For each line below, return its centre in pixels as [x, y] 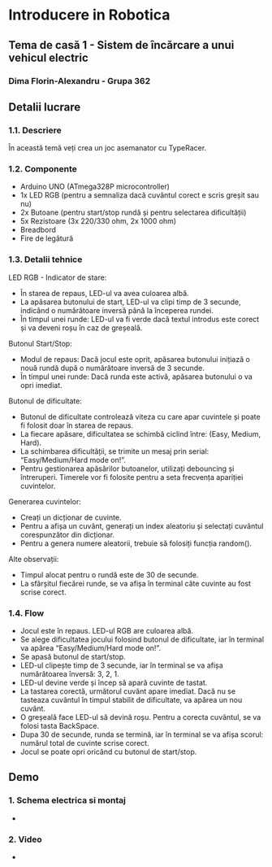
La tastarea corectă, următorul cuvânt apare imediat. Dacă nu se [128, 691]
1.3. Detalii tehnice [45, 259]
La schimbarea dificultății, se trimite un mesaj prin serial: [114, 451]
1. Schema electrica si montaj [67, 800]
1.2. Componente [43, 169]
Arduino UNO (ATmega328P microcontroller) [95, 187]
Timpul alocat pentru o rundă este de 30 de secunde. [109, 574]
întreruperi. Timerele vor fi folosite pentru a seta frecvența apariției [132, 477]
